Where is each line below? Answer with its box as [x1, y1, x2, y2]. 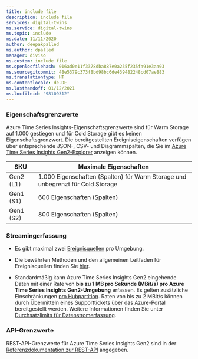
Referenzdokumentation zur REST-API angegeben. [6, 346, 129, 353]
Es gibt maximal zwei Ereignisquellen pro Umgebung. [14, 245, 144, 252]
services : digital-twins [6, 19, 67, 25]
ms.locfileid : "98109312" [6, 91, 70, 97]
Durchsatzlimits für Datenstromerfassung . [14, 312, 117, 319]
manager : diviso [6, 52, 46, 58]
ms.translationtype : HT [6, 74, 65, 80]
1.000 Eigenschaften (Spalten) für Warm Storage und [38, 173, 187, 181]
